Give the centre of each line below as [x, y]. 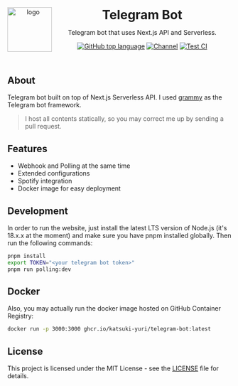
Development [38, 211]
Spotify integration [45, 181]
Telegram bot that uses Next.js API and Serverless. [142, 32]
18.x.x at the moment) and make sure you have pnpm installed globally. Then [119, 236]
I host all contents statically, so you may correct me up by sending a [124, 119]
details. [18, 376]
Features [27, 149]
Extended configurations [54, 173]
